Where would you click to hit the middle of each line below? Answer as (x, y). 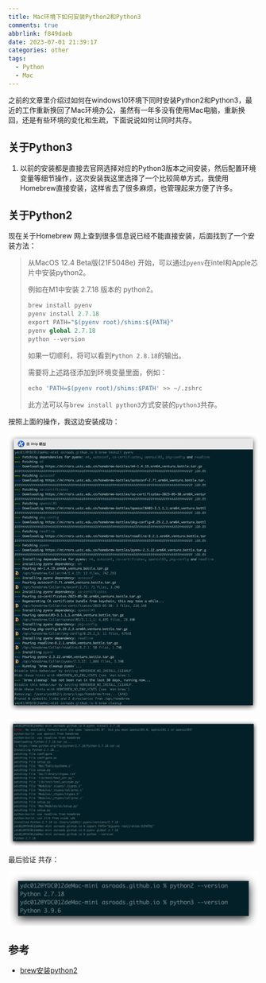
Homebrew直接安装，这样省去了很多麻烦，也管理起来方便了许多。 (128, 188)
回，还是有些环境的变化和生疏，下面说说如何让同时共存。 (102, 120)
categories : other (39, 50)
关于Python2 (40, 215)
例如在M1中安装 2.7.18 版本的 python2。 (93, 289)
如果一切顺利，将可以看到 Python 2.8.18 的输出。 (106, 355)
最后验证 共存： (34, 859)
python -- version (56, 339)
